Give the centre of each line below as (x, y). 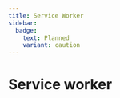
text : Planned (46, 38)
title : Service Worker (46, 16)
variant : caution (52, 45)
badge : (26, 30)
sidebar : (23, 23)
